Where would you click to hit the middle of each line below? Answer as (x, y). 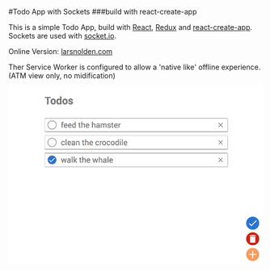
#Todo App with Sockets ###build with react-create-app (103, 12)
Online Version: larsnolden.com (61, 51)
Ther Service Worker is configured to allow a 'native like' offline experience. (135, 67)
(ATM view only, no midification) (62, 75)
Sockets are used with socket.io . (63, 36)
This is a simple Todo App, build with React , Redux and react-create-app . (131, 27)
